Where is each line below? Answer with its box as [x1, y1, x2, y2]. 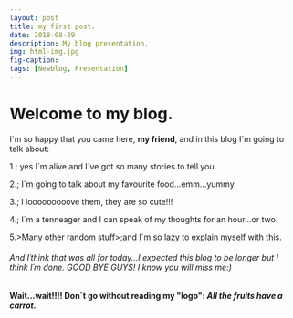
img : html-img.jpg [9, 47, 79, 56]
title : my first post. [9, 22, 96, 31]
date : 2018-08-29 [9, 30, 76, 39]
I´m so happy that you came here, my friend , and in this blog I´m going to [9, 133, 285, 144]
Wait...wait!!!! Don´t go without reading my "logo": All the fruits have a [9, 291, 283, 302]
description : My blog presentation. [9, 38, 149, 48]
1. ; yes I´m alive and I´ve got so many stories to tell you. [9, 160, 217, 171]
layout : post [9, 13, 59, 23]
